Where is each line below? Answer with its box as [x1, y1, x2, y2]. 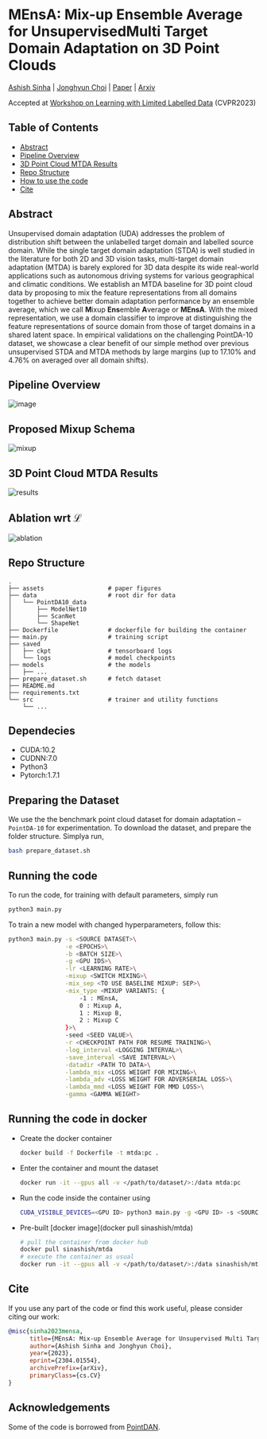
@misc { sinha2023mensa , [8, 1327, 83, 1335]
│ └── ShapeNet [8, 619, 80, 627]
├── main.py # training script [8, 633, 169, 641]
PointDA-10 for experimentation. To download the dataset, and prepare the [8, 823, 252, 832]
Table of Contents [8, 121, 99, 134]
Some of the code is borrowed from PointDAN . [8, 1422, 161, 1432]
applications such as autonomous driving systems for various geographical [8, 270, 254, 280]
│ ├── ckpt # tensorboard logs [8, 646, 172, 655]
